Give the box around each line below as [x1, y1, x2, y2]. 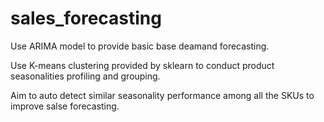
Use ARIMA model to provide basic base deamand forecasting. [10, 40, 270, 52]
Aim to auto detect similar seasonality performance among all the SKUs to [10, 89, 315, 101]
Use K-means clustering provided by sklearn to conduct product [10, 59, 275, 71]
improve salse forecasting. [10, 100, 120, 112]
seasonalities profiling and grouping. [10, 70, 161, 82]
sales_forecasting [10, 7, 162, 30]
